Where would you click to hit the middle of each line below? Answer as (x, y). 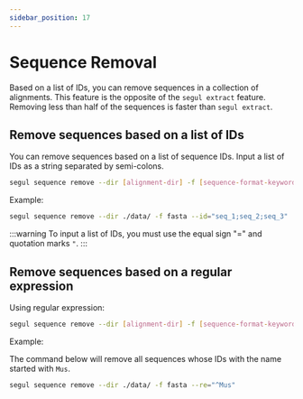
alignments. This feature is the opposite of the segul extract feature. (138, 97)
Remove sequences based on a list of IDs (127, 135)
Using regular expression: (57, 307)
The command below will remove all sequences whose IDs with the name (146, 358)
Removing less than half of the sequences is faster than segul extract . (141, 107)
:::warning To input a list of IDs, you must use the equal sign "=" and (136, 234)
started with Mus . (40, 368)
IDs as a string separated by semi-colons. (87, 166)
